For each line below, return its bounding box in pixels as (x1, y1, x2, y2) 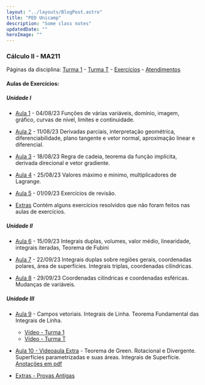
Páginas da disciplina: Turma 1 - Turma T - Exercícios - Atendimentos (6, 66, 181, 74)
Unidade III (6, 295, 35, 302)
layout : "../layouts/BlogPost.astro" (6, 9, 103, 15)
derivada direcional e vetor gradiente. (15, 159, 110, 166)
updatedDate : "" (6, 26, 48, 32)
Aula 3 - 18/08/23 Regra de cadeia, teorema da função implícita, (15, 153, 177, 160)
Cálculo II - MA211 (6, 52, 61, 61)
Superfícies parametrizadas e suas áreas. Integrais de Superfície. (15, 353, 181, 360)
